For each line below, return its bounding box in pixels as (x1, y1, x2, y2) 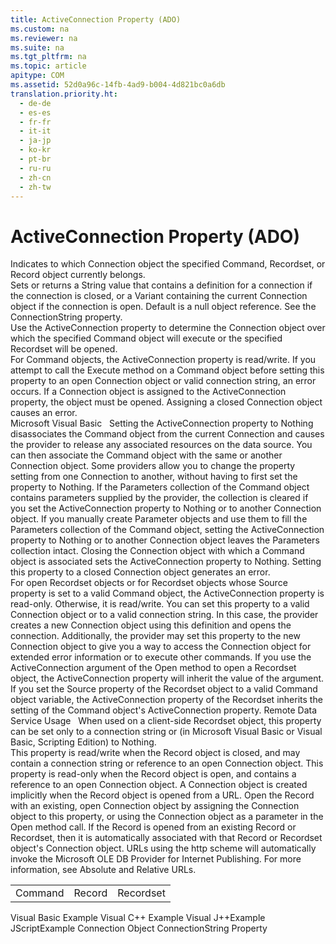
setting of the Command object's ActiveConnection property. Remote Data (10, 704, 318, 716)
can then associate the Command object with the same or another (10, 449, 283, 461)
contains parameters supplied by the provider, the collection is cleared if (10, 492, 309, 504)
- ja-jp (19, 136, 52, 146)
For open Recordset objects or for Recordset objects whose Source (10, 577, 288, 589)
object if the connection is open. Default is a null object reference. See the (10, 301, 317, 313)
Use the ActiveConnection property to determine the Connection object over (10, 322, 326, 334)
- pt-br (19, 154, 52, 164)
